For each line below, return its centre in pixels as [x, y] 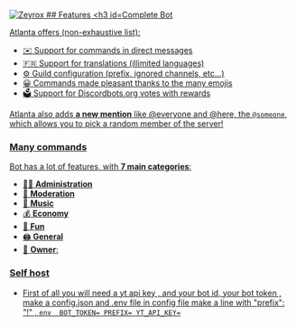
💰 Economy [46, 214]
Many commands [48, 146]
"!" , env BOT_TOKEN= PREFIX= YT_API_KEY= [102, 312]
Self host [29, 273]
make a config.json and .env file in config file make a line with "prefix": [153, 303]
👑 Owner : [40, 250]
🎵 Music [38, 203]
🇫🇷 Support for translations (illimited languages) [113, 63]
